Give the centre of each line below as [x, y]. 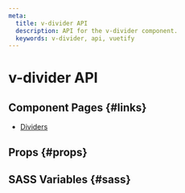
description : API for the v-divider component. [97, 31]
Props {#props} [48, 152]
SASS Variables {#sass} [70, 180]
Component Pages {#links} [78, 107]
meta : [17, 16]
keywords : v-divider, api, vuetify [75, 38]
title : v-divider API [52, 23]
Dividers [34, 127]
